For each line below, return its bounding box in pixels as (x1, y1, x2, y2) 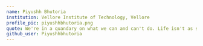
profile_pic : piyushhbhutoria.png (6, 20, 94, 26)
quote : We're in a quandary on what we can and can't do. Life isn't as (6, 25, 193, 32)
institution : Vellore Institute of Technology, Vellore (6, 14, 150, 20)
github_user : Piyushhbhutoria (6, 31, 83, 37)
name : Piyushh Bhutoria (6, 8, 66, 15)
